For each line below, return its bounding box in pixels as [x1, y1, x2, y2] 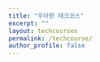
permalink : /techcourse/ [8, 34, 93, 43]
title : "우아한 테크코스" [8, 11, 85, 20]
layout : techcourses [8, 27, 79, 35]
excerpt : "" [8, 19, 49, 27]
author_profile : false [8, 42, 85, 50]
